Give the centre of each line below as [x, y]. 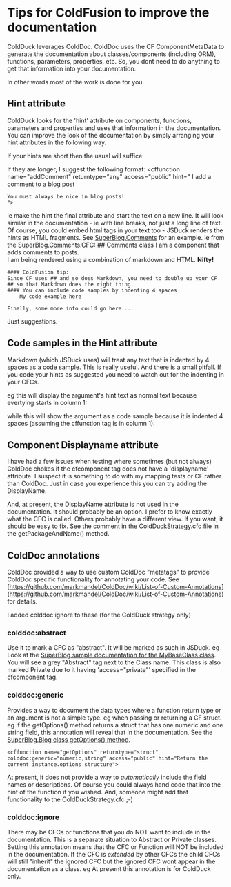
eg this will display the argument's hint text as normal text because [102, 395]
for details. [22, 601]
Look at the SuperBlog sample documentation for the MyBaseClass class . [112, 655]
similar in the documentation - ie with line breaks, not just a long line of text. [115, 223]
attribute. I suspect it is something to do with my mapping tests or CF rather [114, 476]
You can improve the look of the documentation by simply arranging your [111, 135]
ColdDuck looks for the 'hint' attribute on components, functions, [99, 120]
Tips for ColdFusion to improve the [108, 13]
